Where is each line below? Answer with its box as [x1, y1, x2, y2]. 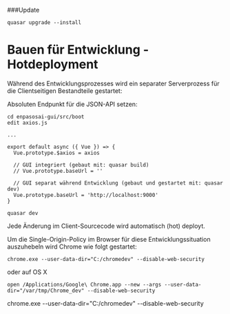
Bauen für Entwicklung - [7, 42, 149, 58]
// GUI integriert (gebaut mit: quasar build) [13, 161, 149, 168]
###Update [7, 6, 40, 14]
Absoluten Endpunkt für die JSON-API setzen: [7, 100, 138, 108]
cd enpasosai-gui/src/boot [7, 113, 85, 120]
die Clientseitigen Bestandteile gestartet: [7, 86, 123, 95]
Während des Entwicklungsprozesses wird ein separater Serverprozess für [7, 79, 220, 87]
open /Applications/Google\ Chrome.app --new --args [7, 281, 162, 288]
